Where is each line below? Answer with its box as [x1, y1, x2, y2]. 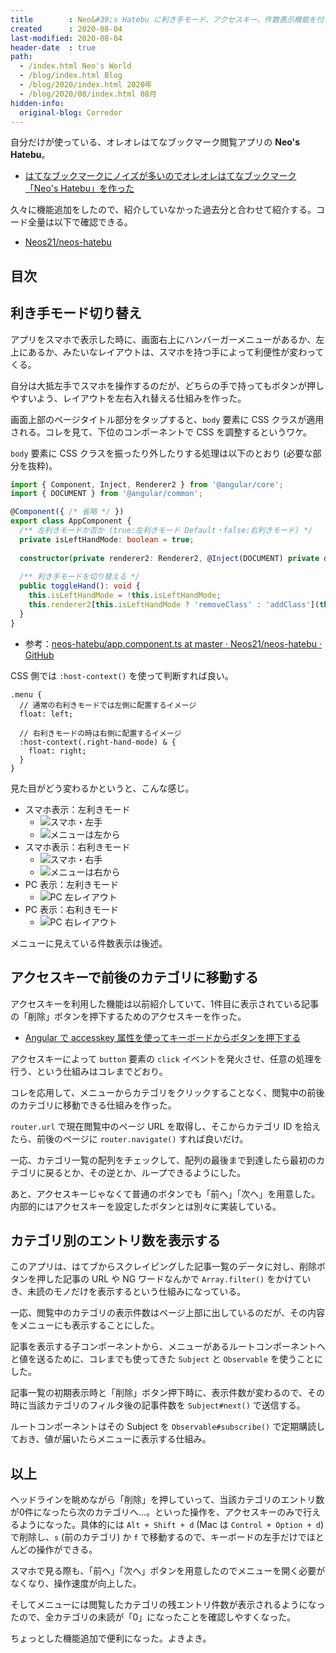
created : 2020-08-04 [10, 24, 123, 34]
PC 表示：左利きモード [24, 878, 119, 890]
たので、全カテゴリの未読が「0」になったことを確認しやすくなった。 [10, 1611, 297, 1623]
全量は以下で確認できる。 [27, 216, 133, 228]
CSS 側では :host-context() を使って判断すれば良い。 [10, 669, 234, 681]
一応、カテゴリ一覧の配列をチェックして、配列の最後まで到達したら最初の [10, 1154, 317, 1166]
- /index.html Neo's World [19, 61, 132, 71]
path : [10, 52, 33, 62]
